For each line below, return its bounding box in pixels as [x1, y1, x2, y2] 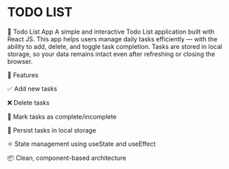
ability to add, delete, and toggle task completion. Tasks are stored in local [7, 42, 223, 50]
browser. [7, 57, 33, 65]
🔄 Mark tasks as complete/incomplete [7, 112, 117, 121]
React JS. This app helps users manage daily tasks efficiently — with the [7, 34, 218, 43]
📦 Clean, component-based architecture [7, 154, 126, 162]
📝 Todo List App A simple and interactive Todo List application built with [7, 27, 215, 36]
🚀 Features [7, 71, 39, 79]
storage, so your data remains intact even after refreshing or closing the [7, 50, 216, 58]
